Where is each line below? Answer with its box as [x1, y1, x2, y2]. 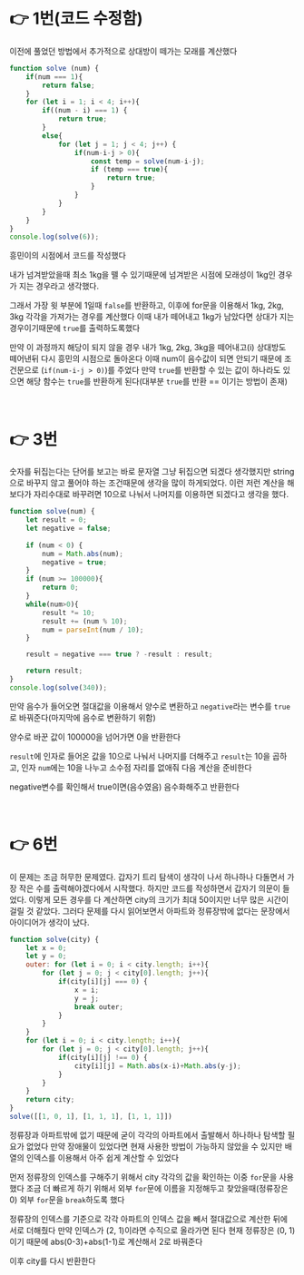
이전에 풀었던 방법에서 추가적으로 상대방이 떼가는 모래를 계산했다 [9, 45, 238, 56]
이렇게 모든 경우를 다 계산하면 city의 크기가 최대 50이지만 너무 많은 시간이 [28, 894, 289, 905]
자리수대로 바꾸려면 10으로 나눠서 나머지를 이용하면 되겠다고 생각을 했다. [33, 489, 289, 500]
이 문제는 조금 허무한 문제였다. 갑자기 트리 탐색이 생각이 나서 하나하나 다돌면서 [9, 871, 286, 882]
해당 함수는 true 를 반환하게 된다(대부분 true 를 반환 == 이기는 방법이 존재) [25, 376, 288, 387]
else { [42, 131, 64, 141]
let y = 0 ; [25, 952, 67, 961]
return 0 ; [42, 583, 79, 593]
